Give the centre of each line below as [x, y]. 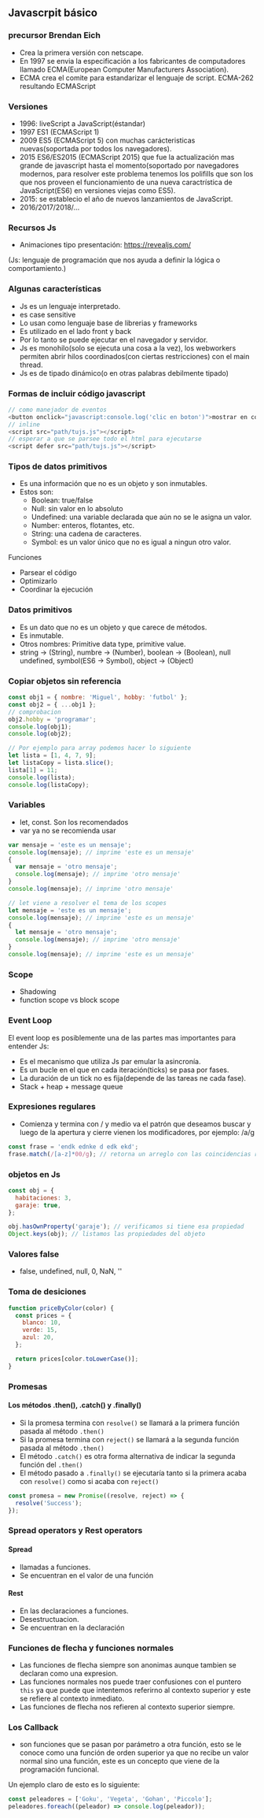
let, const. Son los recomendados [74, 822]
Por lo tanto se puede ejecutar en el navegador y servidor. [114, 339]
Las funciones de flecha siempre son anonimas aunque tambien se [128, 1665]
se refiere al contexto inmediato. [71, 1699]
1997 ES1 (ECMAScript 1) [59, 132]
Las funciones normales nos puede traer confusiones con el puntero [130, 1682]
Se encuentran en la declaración [72, 1627]
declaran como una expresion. [69, 1674]
